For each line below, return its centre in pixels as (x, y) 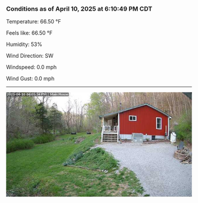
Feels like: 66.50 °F (29, 33)
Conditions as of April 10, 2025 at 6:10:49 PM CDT (79, 9)
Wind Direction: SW (30, 56)
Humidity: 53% (24, 44)
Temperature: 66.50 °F (34, 22)
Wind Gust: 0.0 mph (30, 79)
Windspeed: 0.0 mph (32, 67)
